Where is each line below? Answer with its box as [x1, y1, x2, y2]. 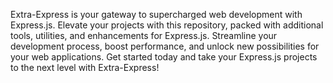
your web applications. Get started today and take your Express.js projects [10, 51, 318, 63]
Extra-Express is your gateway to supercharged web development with [10, 9, 303, 20]
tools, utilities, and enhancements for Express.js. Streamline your [10, 30, 278, 41]
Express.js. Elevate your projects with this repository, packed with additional [10, 19, 324, 31]
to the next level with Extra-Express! [10, 62, 160, 73]
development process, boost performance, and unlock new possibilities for [10, 40, 320, 52]
